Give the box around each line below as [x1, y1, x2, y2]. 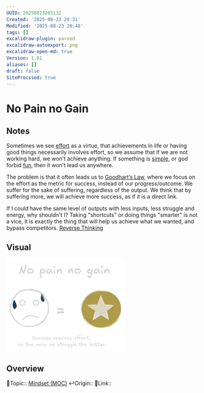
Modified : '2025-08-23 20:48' [6, 23, 84, 29]
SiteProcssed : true [6, 74, 56, 81]
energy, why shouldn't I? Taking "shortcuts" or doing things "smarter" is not [6, 211, 198, 219]
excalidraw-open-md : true [6, 49, 72, 55]
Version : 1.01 [6, 55, 43, 61]
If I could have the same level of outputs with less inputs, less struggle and [6, 205, 195, 212]
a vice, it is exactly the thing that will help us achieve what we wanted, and [6, 218, 194, 225]
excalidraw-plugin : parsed [6, 36, 75, 42]
